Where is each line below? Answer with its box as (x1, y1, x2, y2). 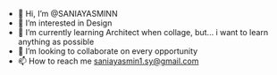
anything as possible (17, 36, 95, 47)
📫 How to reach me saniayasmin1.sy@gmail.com (17, 56, 199, 66)
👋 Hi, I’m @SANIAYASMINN (17, 9, 118, 19)
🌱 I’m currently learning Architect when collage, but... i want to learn (17, 27, 269, 37)
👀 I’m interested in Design (17, 18, 113, 28)
